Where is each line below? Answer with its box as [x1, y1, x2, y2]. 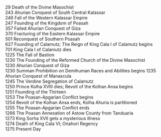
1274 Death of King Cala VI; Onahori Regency [5, 121, 98, 127]
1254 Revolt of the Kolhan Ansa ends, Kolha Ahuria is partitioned [5, 100, 137, 105]
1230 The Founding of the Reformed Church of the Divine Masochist [5, 57, 146, 63]
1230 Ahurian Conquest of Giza [5, 62, 70, 68]
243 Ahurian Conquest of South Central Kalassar [5, 9, 106, 15]
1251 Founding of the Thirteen [5, 89, 66, 95]
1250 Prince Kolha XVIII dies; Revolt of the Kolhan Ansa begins [5, 84, 133, 89]
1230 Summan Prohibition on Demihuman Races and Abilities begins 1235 [5, 68, 156, 74]
